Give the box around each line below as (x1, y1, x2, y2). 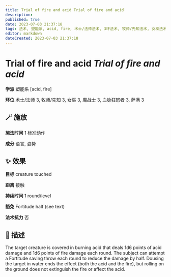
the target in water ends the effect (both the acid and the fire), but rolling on (5, 261, 164, 267)
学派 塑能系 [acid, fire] (5, 86, 52, 92)
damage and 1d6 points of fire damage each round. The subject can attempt (5, 250, 165, 256)
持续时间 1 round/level (5, 193, 51, 199)
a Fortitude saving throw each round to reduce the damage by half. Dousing (5, 255, 164, 262)
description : (5, 12, 33, 17)
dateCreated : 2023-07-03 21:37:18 (5, 36, 79, 41)
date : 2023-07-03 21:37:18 (5, 21, 63, 27)
